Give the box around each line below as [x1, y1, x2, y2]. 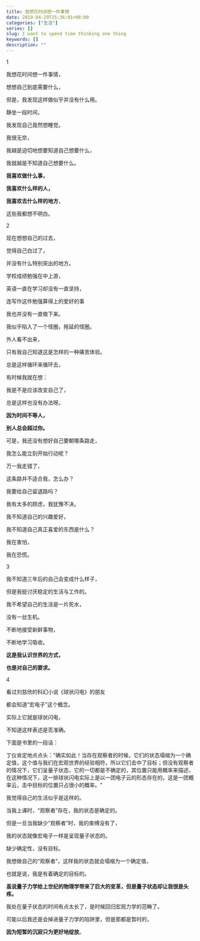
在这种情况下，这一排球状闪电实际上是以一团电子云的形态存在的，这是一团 [6, 773, 189, 781]
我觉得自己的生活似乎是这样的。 [6, 794, 85, 801]
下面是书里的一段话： [6, 739, 58, 746]
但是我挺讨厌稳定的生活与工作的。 [6, 588, 90, 595]
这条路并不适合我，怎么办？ [6, 475, 74, 482]
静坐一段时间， [6, 109, 43, 116]
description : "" [6, 42, 46, 48]
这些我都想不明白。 [6, 210, 54, 217]
